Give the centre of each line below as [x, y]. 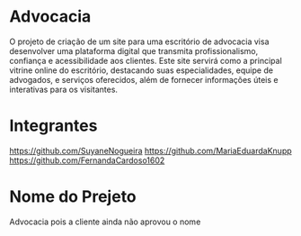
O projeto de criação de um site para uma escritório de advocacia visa [139, 41]
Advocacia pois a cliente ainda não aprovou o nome [105, 222]
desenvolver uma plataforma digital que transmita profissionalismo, [134, 50]
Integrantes [53, 126]
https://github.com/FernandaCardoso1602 [87, 160]
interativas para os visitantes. [64, 89]
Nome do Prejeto [73, 197]
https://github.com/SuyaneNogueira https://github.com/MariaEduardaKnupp [150, 150]
